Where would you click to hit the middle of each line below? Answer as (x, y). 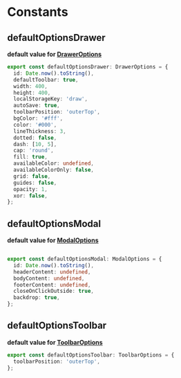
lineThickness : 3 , (40, 131)
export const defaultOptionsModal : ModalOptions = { (85, 259)
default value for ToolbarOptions (55, 342)
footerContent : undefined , (52, 285)
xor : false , (31, 196)
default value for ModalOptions (53, 240)
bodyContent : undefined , (49, 278)
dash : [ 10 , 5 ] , (35, 144)
